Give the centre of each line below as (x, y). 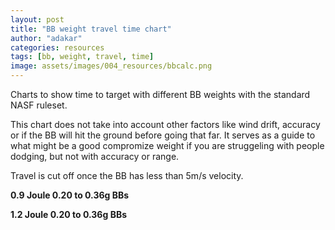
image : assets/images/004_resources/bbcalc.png (111, 66)
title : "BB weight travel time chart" (91, 29)
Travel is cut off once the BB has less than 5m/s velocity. (127, 175)
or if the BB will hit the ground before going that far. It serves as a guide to (163, 135)
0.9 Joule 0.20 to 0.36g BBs (70, 195)
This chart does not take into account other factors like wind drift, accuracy (165, 124)
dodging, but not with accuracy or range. (95, 156)
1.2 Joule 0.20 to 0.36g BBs (68, 214)
